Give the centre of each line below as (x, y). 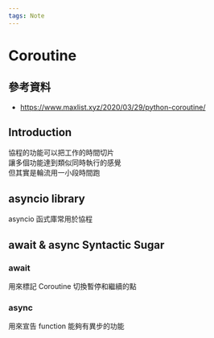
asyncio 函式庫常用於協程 (51, 219)
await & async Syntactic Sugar (86, 245)
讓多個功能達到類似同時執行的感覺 (65, 163)
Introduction (40, 132)
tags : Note (27, 16)
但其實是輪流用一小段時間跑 (54, 173)
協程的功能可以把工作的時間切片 (61, 153)
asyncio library (47, 198)
